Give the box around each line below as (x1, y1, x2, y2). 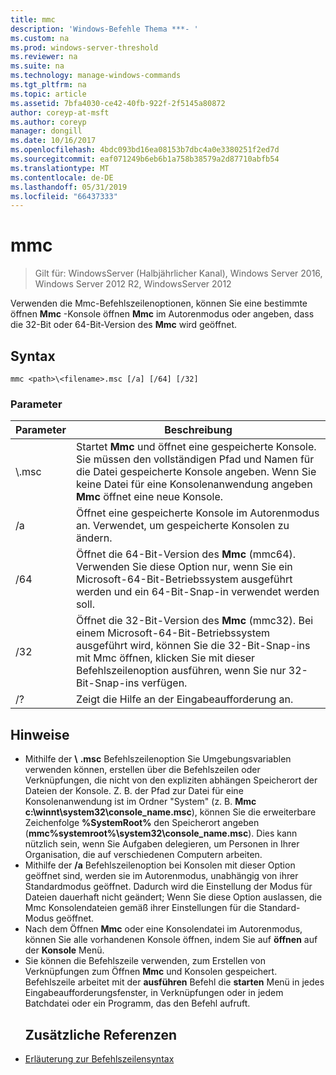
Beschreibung (164, 423, 233, 437)
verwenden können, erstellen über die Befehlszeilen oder (24, 764, 261, 776)
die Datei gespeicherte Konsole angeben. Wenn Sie (75, 465, 317, 479)
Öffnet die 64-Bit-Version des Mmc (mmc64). (75, 547, 297, 561)
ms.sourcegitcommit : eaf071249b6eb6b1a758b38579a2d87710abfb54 (10, 154, 280, 164)
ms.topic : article (10, 89, 87, 99)
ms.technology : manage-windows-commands (10, 71, 182, 81)
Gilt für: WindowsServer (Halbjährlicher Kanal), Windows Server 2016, (34, 267, 323, 280)
